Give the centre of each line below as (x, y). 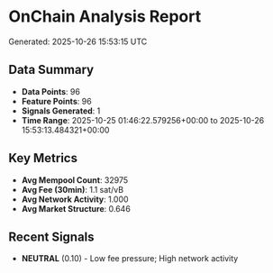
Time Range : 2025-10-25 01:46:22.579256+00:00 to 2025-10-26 (143, 120)
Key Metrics (43, 158)
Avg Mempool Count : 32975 (75, 180)
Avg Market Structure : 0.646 (76, 208)
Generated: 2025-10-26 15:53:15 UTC (78, 41)
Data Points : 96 (50, 91)
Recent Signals (52, 237)
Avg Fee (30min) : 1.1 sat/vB (72, 189)
